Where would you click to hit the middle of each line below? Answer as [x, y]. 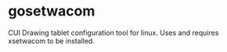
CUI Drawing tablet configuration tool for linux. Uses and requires [113, 33]
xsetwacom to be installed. [52, 40]
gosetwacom [52, 11]
